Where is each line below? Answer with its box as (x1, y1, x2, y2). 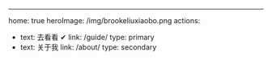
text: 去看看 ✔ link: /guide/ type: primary (19, 33, 155, 42)
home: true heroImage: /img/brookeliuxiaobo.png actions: (8, 16, 201, 25)
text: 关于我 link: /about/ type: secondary (19, 42, 157, 52)
